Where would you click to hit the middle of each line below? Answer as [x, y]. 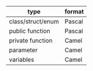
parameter [23, 50]
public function [30, 31]
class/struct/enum [34, 21]
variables [22, 60]
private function [31, 40]
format [74, 11]
